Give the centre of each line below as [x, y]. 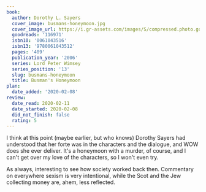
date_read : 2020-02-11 [41, 103]
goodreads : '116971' [38, 35]
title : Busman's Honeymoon [46, 80]
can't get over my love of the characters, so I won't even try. [82, 158]
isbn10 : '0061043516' [40, 40]
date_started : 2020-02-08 [45, 109]
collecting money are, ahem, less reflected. [61, 182]
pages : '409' [29, 52]
